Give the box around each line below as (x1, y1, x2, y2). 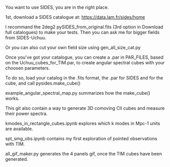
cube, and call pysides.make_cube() (5, 80, 81, 86)
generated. (5, 156, 28, 162)
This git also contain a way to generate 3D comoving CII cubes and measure (5, 105, 165, 111)
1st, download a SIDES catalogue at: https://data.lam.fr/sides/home (5, 14, 146, 20)
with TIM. (5, 141, 25, 147)
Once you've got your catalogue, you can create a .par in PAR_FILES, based (5, 54, 164, 60)
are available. (5, 126, 33, 132)
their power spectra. (5, 111, 48, 116)
